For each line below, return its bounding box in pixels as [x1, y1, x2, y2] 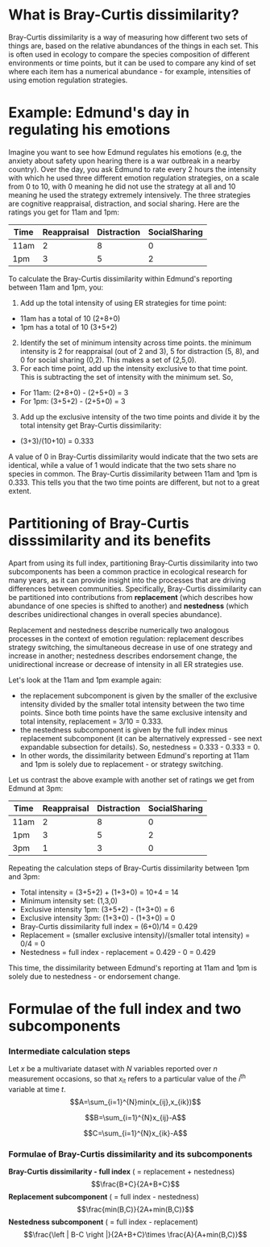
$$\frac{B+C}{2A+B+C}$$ [91, 1179, 180, 1189]
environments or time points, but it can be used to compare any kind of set [8, 58, 256, 68]
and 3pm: [8, 871, 40, 881]
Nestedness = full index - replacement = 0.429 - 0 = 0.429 [19, 947, 216, 957]
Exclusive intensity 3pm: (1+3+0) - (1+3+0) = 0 [19, 913, 176, 923]
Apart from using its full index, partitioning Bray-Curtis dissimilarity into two [8, 558, 259, 568]
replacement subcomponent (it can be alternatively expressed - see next [19, 733, 263, 743]
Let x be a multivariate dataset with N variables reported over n [8, 1064, 218, 1074]
